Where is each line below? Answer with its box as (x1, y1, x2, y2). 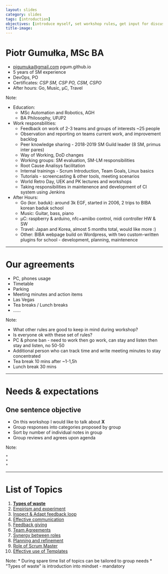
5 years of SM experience (12, 69, 66, 75)
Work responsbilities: (12, 120, 56, 126)
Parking (12, 286, 29, 292)
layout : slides (5, 7, 37, 12)
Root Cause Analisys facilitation (20, 163, 85, 169)
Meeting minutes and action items (12, 291, 83, 297)
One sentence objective (5, 405, 81, 414)
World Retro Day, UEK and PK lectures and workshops (20, 179, 132, 185)
